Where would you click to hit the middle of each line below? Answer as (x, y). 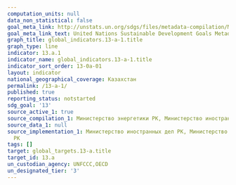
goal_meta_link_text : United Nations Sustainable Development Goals (110, 33)
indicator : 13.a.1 (34, 53)
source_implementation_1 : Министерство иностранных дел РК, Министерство (118, 132)
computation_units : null (44, 14)
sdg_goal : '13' (29, 106)
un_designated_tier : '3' (44, 171)
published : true (31, 92)
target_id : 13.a (31, 158)
